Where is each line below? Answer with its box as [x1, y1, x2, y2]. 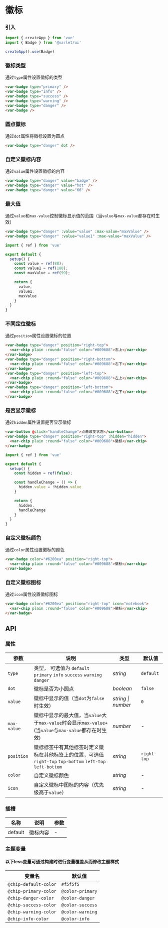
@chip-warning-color [7, 909, 56, 915]
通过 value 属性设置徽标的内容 [5, 168, 65, 174]
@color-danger [61, 895, 95, 901]
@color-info [61, 916, 90, 922]
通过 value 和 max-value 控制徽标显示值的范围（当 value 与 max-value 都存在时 [5, 213, 156, 219]
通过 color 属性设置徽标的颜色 [5, 547, 65, 553]
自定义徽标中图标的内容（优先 [33, 781, 104, 788]
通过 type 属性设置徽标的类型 [5, 74, 62, 80]
